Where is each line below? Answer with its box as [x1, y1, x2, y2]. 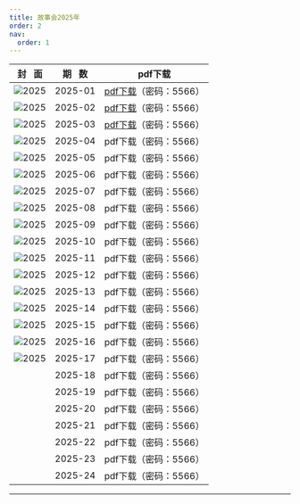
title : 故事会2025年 [9, 12, 80, 22]
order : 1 [17, 37, 50, 47]
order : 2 [9, 21, 42, 30]
